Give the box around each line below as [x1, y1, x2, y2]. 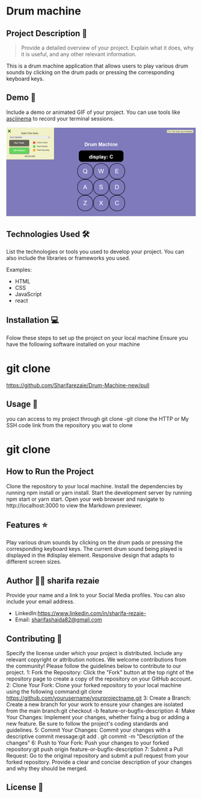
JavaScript [14, 291, 42, 298]
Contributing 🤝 [6, 633, 63, 644]
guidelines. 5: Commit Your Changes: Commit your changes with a [6, 726, 171, 734]
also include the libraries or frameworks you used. [6, 254, 130, 262]
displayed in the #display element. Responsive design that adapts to [6, 551, 175, 559]
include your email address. [6, 598, 75, 605]
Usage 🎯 [6, 399, 38, 409]
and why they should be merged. [6, 765, 88, 772]
